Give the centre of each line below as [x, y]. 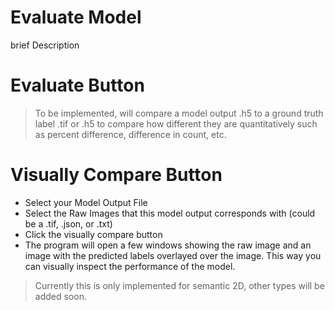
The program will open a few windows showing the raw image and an [168, 245]
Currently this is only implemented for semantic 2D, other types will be [179, 285]
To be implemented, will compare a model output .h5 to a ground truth [179, 113]
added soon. [60, 296]
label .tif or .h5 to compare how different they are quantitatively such [176, 123]
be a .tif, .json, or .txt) [68, 223]
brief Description [45, 45]
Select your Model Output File [86, 202]
